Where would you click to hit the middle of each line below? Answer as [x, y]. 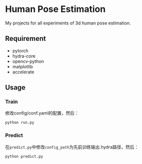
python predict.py [24, 156]
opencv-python [28, 61]
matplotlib [23, 66]
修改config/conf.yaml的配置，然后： [42, 113]
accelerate [23, 72]
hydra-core [24, 56]
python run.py [20, 123]
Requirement [26, 39]
